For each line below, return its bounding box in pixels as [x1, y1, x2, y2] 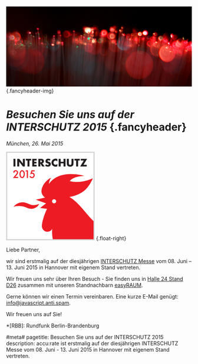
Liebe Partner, [6, 246, 40, 253]
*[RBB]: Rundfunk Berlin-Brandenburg [6, 322, 100, 329]
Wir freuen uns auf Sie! [6, 310, 62, 317]
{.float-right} [95, 234, 127, 242]
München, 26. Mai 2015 [6, 140, 64, 147]
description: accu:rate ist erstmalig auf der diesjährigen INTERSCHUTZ [6, 340, 179, 347]
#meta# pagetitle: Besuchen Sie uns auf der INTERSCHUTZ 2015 [6, 333, 164, 340]
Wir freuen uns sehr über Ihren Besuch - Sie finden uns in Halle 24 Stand [6, 275, 184, 282]
